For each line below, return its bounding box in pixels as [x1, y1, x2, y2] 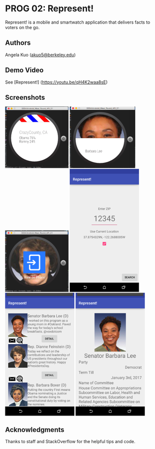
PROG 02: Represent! [5, 3, 94, 14]
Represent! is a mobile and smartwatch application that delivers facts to [5, 19, 151, 25]
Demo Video [5, 66, 44, 74]
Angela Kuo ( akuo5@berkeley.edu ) [5, 52, 76, 58]
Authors [5, 39, 31, 47]
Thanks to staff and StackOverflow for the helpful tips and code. [5, 439, 135, 445]
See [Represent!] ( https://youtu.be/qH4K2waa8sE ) [5, 79, 108, 85]
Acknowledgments [5, 425, 65, 434]
